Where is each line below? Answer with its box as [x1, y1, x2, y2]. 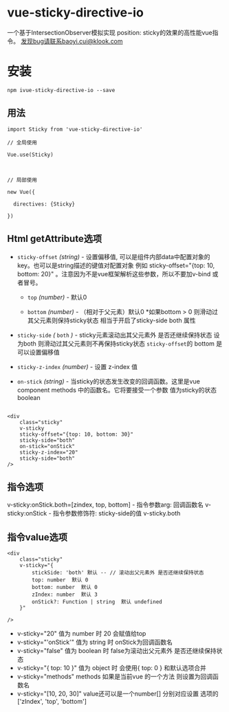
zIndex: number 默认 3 [32, 591, 98, 599]
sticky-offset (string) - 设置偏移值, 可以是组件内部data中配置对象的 [17, 252, 210, 260]
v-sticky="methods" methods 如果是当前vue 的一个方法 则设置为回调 [17, 672, 213, 681]
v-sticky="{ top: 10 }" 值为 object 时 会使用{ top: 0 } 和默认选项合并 [17, 664, 206, 672]
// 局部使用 [7, 177, 38, 183]
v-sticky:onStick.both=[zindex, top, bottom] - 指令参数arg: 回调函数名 [7, 500, 204, 509]
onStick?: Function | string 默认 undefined [32, 599, 163, 605]
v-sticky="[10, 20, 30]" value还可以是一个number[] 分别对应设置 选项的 [17, 689, 219, 698]
